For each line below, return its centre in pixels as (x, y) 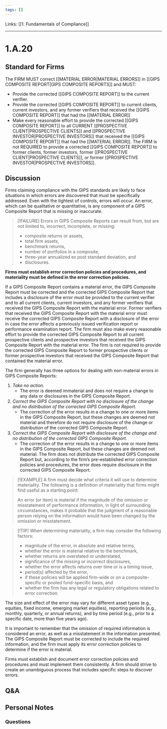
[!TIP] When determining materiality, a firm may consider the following (89, 531)
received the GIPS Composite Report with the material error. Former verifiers (83, 308)
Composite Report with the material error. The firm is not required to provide (83, 345)
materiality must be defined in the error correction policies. (68, 277)
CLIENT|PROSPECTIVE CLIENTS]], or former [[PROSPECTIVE (75, 157)
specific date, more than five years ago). (47, 619)
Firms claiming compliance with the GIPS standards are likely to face (75, 190)
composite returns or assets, (54, 236)
